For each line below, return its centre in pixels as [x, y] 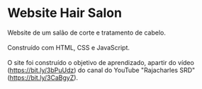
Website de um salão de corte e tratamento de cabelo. [87, 32]
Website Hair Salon [65, 13]
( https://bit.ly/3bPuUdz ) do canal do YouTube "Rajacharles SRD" [101, 70]
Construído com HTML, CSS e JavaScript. [68, 47]
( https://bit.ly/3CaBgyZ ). [43, 77]
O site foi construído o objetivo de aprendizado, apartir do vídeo [101, 62]
